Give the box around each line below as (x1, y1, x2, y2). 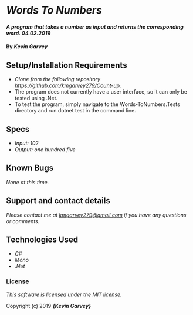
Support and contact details (6, 195, 110, 206)
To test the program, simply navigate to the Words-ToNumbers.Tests (14, 101, 180, 108)
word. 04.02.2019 (6, 29, 51, 37)
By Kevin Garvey (6, 43, 48, 50)
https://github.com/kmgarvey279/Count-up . (14, 82, 121, 89)
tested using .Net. (14, 95, 58, 102)
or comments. (6, 217, 40, 224)
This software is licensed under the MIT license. (6, 291, 122, 298)
